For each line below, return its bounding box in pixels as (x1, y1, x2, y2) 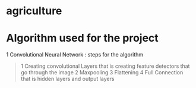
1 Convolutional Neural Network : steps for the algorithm (6, 51, 144, 58)
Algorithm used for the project (6, 32, 159, 45)
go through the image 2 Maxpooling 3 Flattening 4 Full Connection (20, 69, 184, 76)
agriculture (6, 4, 62, 18)
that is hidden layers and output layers (20, 76, 115, 83)
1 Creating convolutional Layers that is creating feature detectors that (20, 62, 190, 70)
